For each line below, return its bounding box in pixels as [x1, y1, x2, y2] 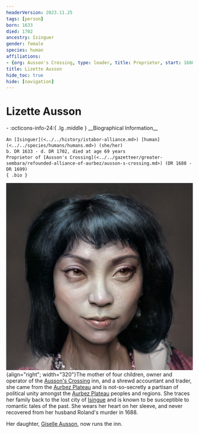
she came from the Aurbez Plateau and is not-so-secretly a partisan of [6, 384, 179, 391]
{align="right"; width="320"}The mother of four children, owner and [6, 371, 173, 378]
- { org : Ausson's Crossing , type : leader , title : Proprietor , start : [6, 59, 182, 65]
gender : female [6, 41, 44, 47]
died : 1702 [6, 29, 33, 34]
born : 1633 [6, 22, 33, 28]
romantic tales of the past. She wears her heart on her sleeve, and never [6, 403, 183, 410]
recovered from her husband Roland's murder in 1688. [6, 409, 138, 416]
